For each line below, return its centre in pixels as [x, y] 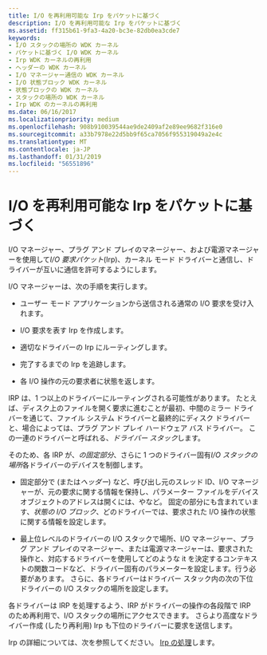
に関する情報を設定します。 [65, 522]
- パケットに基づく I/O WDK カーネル [64, 53]
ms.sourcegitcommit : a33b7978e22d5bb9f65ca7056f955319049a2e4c [116, 134]
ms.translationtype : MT [48, 142]
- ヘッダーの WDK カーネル [48, 68]
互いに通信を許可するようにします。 [102, 270]
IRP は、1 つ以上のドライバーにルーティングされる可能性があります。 [121, 398]
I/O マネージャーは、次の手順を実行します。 [80, 286]
